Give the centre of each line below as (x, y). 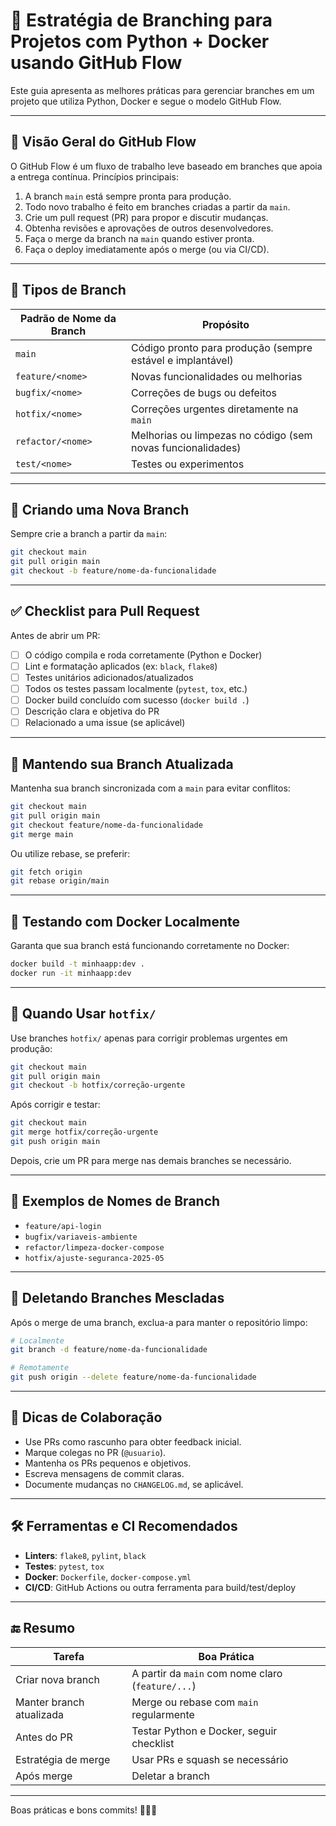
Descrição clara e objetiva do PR (92, 711)
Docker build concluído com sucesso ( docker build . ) (137, 700)
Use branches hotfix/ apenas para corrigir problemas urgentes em (149, 1038)
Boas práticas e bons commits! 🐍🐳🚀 (84, 1810)
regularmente (163, 1714)
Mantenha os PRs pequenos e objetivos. (108, 1463)
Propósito (225, 324)
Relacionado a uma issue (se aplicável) (105, 723)
